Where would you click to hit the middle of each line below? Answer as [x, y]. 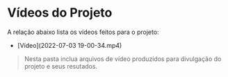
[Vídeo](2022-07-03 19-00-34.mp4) [70, 45]
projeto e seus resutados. [61, 66]
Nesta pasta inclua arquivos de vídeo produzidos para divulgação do [123, 59]
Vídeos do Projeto [60, 13]
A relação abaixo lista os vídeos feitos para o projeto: [83, 32]
